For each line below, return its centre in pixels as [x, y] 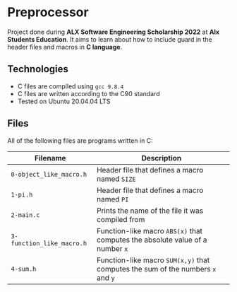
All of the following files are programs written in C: [80, 140]
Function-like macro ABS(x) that [150, 230]
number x [112, 248]
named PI [113, 199]
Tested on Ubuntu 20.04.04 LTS [64, 101]
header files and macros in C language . [65, 47]
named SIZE [116, 179]
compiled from [121, 219]
